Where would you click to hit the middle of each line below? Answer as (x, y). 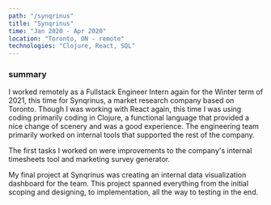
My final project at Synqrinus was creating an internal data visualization (127, 175)
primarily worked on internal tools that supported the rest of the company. (131, 135)
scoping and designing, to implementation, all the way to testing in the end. (133, 192)
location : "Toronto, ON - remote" (67, 38)
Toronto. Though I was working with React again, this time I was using (125, 109)
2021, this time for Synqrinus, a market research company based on (121, 100)
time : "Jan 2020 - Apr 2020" (57, 31)
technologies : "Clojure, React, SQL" (72, 46)
